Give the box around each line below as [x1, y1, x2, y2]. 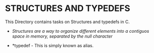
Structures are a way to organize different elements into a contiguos [12, 28, 150, 34]
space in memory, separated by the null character [12, 33, 113, 39]
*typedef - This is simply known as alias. [12, 42, 94, 48]
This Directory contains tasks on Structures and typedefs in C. [5, 19, 130, 25]
